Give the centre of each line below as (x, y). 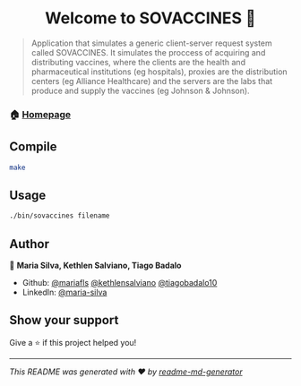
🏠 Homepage (40, 114)
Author (29, 244)
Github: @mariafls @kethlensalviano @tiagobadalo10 (120, 283)
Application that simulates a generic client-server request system (152, 43)
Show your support (64, 320)
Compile (33, 147)
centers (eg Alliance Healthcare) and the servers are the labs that (152, 81)
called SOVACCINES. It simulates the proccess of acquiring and (148, 52)
